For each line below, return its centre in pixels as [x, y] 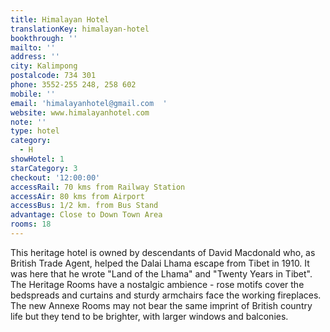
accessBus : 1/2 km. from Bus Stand [84, 206]
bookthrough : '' [44, 38]
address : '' [35, 57]
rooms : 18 [31, 224]
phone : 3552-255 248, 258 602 [73, 85]
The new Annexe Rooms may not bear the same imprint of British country [161, 305]
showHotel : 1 [37, 159]
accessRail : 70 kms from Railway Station [98, 187]
